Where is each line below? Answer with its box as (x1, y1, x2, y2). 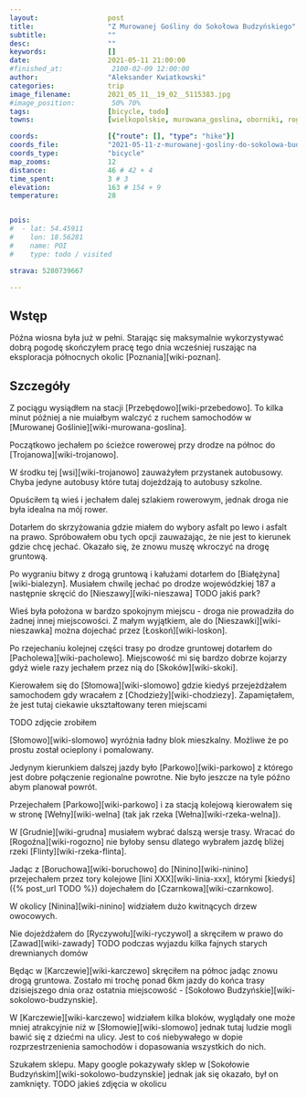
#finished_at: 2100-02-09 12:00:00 (9, 65, 190, 74)
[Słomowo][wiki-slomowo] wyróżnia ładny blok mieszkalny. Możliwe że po (9, 734, 290, 745)
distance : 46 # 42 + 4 (9, 165, 153, 174)
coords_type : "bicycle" (9, 149, 145, 158)
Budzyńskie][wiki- (227, 985, 295, 996)
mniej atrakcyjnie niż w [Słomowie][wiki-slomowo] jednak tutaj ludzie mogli (9, 1022, 292, 1032)
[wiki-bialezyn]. (9, 578, 69, 589)
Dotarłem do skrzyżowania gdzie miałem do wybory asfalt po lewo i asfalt (9, 522, 288, 533)
